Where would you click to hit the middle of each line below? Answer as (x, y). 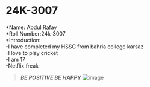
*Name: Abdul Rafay (31, 27)
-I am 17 (15, 59)
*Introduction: (23, 40)
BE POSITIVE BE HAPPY (51, 77)
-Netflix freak (22, 66)
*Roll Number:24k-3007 (36, 33)
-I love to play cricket (32, 53)
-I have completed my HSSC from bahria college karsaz (75, 47)
